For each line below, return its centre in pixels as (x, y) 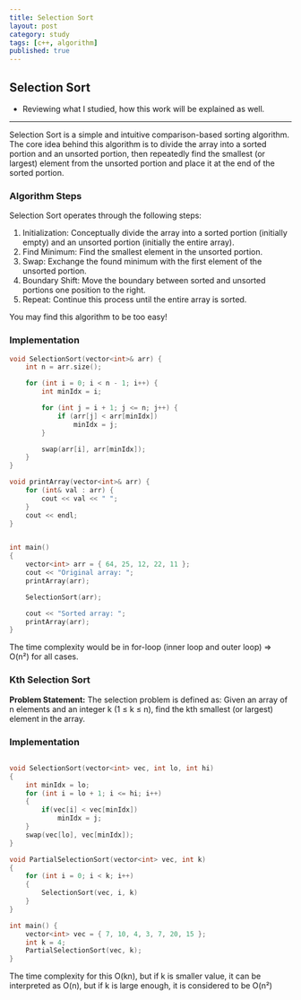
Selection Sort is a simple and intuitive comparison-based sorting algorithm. (149, 135)
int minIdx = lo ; (58, 785)
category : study (39, 34)
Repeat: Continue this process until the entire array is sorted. (134, 300)
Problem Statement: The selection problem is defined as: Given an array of (149, 700)
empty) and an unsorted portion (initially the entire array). (128, 242)
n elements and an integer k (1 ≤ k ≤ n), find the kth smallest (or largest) (141, 709)
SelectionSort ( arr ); (64, 597)
